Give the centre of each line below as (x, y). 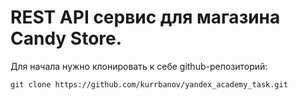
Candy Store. (66, 38)
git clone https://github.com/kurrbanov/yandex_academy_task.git (149, 84)
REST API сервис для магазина (145, 17)
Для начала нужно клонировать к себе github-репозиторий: (139, 66)
